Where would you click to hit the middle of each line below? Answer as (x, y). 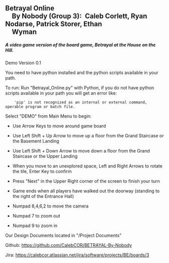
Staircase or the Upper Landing (45, 156)
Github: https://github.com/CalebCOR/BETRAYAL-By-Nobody (69, 245)
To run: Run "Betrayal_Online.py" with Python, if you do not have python (80, 88)
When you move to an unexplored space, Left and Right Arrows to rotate (87, 166)
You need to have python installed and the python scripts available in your (82, 73)
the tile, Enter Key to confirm (42, 172)
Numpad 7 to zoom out (36, 216)
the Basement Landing (36, 141)
